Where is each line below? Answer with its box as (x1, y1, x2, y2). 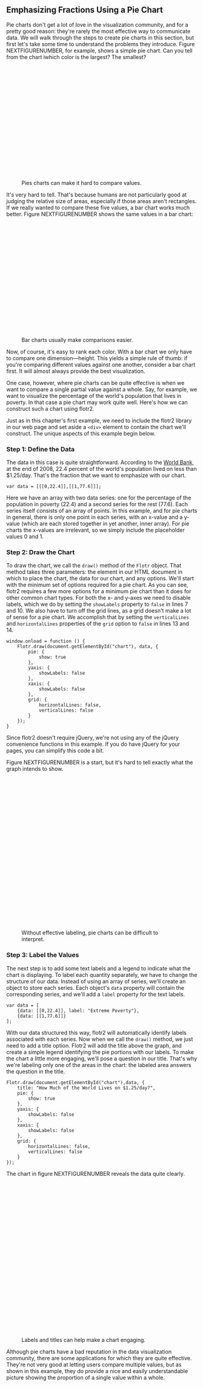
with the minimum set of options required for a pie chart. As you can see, (6, 581, 188, 589)
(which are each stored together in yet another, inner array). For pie (21, 520, 190, 527)
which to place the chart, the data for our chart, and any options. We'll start (6, 575, 194, 582)
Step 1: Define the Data (6, 445, 75, 453)
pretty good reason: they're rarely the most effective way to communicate (6, 27, 191, 35)
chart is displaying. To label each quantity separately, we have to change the (6, 971, 198, 978)
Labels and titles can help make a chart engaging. (21, 1336, 146, 1343)
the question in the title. (6, 1068, 65, 1075)
